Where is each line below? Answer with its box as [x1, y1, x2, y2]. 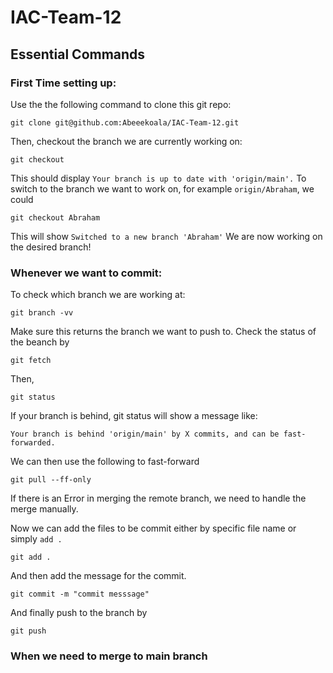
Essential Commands [10, 46, 146, 63]
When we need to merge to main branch [10, 649, 208, 663]
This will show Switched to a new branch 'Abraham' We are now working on [10, 230, 323, 242]
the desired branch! [10, 241, 92, 253]
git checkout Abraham [10, 212, 101, 223]
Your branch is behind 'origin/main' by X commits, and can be [10, 429, 280, 440]
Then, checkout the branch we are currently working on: [10, 135, 243, 147]
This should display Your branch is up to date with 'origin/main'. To [10, 172, 307, 184]
